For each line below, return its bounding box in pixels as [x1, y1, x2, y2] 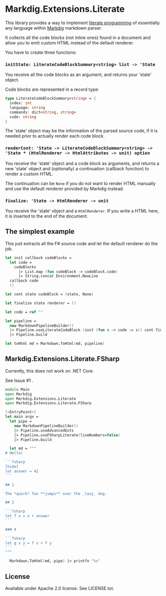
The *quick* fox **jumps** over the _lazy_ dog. [5, 491, 107, 496]
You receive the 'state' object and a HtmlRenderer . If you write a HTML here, [5, 208, 159, 214]
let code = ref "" [5, 309, 43, 314]
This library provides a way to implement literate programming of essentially [5, 20, 160, 26]
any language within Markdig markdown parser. [5, 25, 102, 31]
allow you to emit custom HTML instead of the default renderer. [5, 39, 134, 45]
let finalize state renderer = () [5, 300, 77, 305]
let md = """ [9, 446, 37, 451]
